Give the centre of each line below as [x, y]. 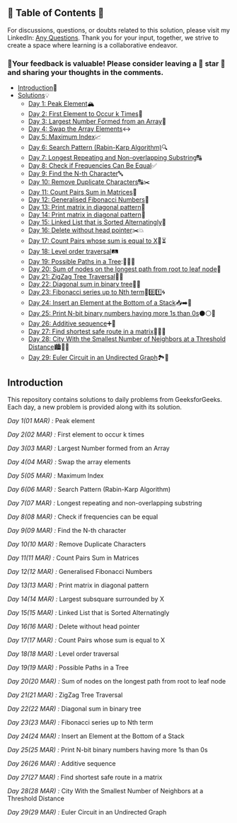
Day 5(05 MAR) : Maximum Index [56, 476]
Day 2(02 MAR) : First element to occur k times [76, 434]
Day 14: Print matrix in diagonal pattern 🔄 [87, 215]
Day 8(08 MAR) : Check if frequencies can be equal [83, 517]
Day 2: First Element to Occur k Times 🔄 [85, 114]
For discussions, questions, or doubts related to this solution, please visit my [118, 30]
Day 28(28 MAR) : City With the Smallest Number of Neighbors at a [105, 790]
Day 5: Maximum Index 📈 [64, 137]
